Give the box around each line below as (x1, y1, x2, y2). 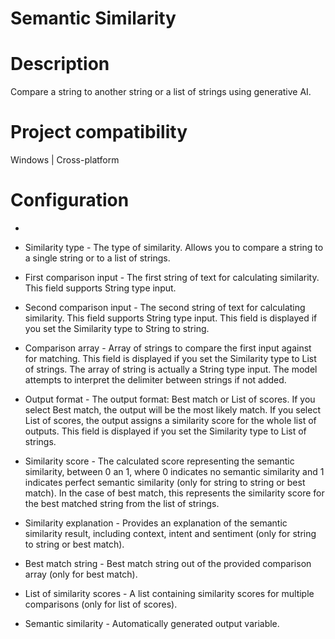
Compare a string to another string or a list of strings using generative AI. (10, 86, 312, 98)
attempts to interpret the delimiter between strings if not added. (24, 374, 287, 386)
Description (10, 53, 110, 76)
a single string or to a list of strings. (24, 252, 171, 264)
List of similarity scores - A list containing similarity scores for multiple (24, 588, 315, 599)
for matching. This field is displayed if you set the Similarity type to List (24, 353, 317, 364)
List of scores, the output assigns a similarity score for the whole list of (24, 415, 317, 426)
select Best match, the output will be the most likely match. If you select (24, 404, 321, 416)
